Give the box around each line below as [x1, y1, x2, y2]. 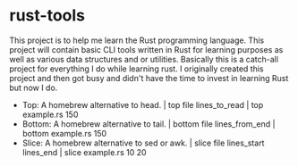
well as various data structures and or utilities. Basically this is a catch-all [9, 54, 279, 64]
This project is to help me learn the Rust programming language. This [9, 35, 265, 46]
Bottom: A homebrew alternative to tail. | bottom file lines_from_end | [21, 118, 276, 129]
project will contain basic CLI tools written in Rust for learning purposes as [9, 44, 284, 54]
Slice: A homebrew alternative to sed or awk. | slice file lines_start [21, 137, 265, 148]
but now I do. [9, 82, 58, 93]
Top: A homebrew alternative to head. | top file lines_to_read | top [21, 99, 264, 110]
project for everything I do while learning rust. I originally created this [9, 63, 264, 74]
